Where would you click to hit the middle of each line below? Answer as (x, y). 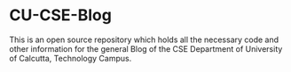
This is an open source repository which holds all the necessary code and (144, 40)
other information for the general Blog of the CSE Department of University (146, 48)
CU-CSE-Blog (61, 15)
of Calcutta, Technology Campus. (71, 58)
